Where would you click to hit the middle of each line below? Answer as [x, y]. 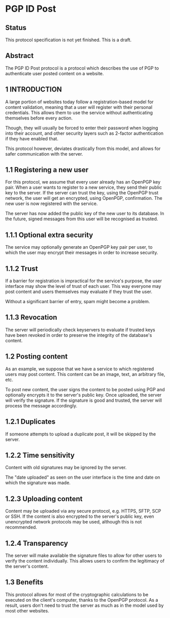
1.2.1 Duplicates [30, 422]
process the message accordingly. [41, 405]
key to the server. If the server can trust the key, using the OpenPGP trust [82, 193]
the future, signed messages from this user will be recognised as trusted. [82, 219]
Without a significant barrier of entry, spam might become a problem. [78, 302]
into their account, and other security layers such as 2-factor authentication [84, 133]
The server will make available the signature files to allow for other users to [84, 555]
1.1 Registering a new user [47, 170]
